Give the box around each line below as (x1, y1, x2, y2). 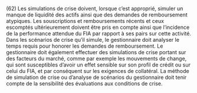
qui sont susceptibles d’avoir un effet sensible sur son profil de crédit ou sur (6, 61, 191, 68)
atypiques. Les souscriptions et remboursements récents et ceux (6, 18, 164, 24)
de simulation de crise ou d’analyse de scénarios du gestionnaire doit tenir (6, 74, 187, 81)
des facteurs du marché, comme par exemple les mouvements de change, (6, 55, 187, 62)
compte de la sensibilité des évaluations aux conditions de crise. (6, 80, 163, 87)
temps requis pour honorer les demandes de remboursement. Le (6, 42, 163, 49)
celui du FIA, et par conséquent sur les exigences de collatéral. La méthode (6, 68, 190, 74)
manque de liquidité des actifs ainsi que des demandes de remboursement (6, 11, 188, 18)
